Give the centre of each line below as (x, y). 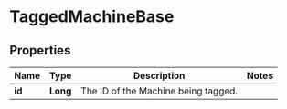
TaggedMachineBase (92, 17)
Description (159, 76)
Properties (40, 50)
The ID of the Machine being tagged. (159, 91)
